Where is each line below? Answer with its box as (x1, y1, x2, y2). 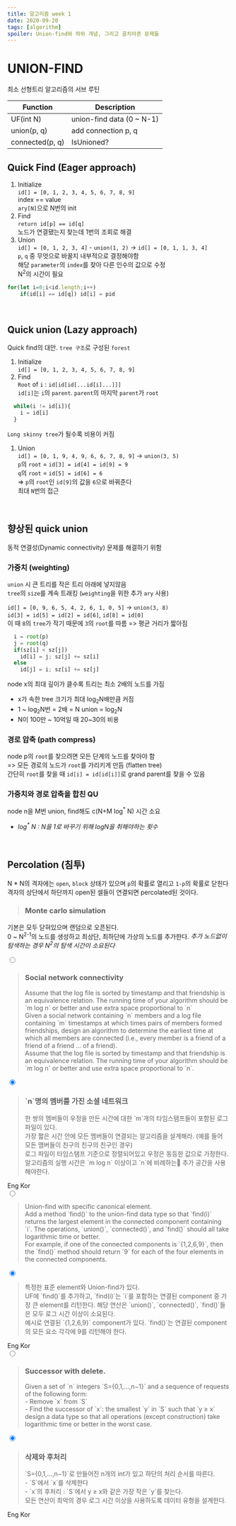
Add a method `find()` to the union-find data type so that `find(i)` (24, 1210, 212, 1218)
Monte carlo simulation (24, 906, 106, 915)
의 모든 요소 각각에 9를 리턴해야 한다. (24, 1327, 127, 1335)
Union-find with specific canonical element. (24, 1202, 152, 1210)
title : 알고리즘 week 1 (7, 10, 71, 18)
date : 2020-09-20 (7, 17, 59, 24)
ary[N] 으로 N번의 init (17, 204, 77, 212)
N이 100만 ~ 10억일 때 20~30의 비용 (17, 715, 119, 723)
